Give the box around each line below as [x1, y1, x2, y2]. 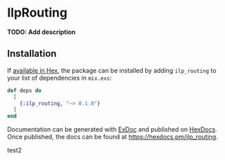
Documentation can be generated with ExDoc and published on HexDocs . [7, 125, 217, 134]
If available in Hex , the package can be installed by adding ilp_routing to [7, 66, 217, 74]
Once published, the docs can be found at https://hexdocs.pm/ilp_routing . [7, 133, 218, 141]
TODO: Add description [7, 28, 76, 36]
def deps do [7, 87, 42, 94]
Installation [7, 48, 57, 60]
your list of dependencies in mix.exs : [7, 73, 112, 82]
